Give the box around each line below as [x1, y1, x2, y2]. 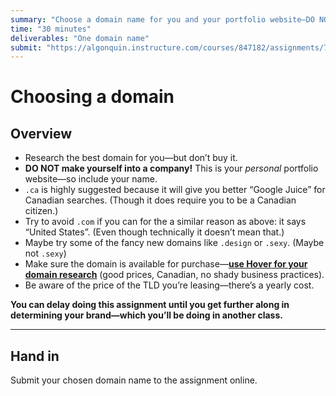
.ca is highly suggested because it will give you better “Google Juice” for [24, 184, 326, 196]
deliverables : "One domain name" [10, 33, 150, 43]
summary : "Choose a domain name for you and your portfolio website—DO [10, 14, 315, 25]
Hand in [10, 347, 60, 365]
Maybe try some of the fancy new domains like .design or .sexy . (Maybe [24, 237, 325, 249]
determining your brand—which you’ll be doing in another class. [10, 309, 283, 321]
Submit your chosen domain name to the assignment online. [10, 374, 258, 386]
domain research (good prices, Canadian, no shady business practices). [24, 269, 325, 281]
